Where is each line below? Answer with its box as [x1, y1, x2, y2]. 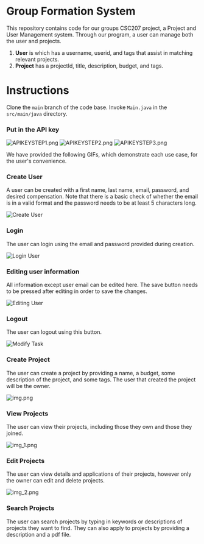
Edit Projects [6, 456, 45, 465]
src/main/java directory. [6, 110, 68, 117]
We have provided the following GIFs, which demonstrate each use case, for [6, 151, 198, 158]
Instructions [6, 83, 69, 97]
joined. [6, 429, 24, 437]
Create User [6, 172, 43, 181]
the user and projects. [6, 37, 62, 44]
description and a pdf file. [6, 531, 71, 538]
